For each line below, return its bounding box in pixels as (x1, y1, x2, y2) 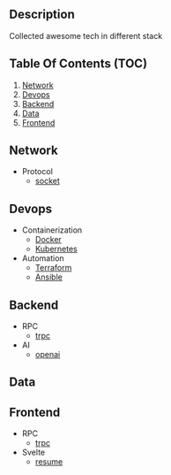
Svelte (21, 447, 46, 458)
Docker (34, 234, 62, 245)
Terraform (34, 263, 72, 273)
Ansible (34, 272, 63, 282)
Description (9, 7, 75, 22)
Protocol (21, 166, 53, 177)
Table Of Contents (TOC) (9, 57, 148, 72)
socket (34, 176, 60, 187)
